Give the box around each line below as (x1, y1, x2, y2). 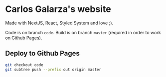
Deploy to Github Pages (5, 49, 80, 58)
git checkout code (5, 62, 43, 68)
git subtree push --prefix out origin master (5, 67, 101, 72)
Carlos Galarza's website (5, 3, 111, 15)
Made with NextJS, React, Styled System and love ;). (5, 20, 114, 26)
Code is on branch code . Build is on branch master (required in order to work (5, 29, 161, 35)
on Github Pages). (5, 35, 42, 41)
